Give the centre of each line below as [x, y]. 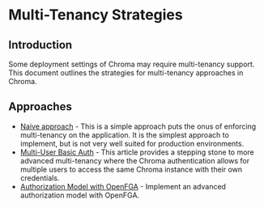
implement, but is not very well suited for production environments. [132, 143]
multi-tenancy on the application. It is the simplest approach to [124, 134]
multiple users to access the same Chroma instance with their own [131, 169]
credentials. [40, 178]
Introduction [40, 45]
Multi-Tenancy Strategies [96, 15]
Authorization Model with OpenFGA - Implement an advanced [123, 186]
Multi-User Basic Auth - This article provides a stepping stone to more [137, 152]
